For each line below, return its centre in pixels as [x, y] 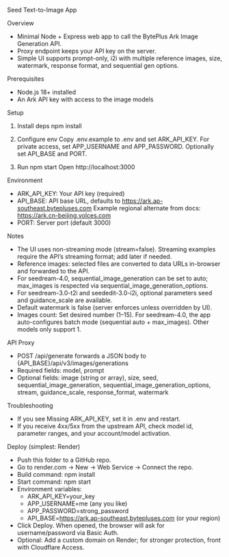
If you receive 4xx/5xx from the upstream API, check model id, [105, 426]
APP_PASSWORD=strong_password [78, 511]
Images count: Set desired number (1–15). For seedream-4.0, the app [113, 315]
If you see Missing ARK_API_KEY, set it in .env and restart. [99, 419]
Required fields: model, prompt [60, 370]
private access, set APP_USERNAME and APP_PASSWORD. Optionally [115, 146]
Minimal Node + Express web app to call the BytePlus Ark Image [107, 36]
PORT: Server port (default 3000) [64, 223]
